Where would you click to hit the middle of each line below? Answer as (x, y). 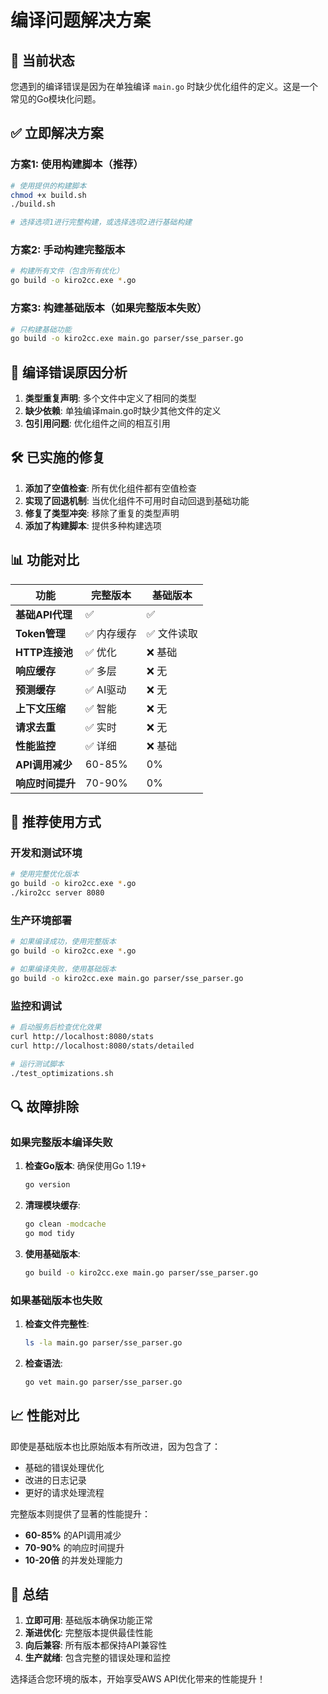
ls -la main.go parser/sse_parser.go (103, 1342)
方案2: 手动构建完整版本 (68, 250)
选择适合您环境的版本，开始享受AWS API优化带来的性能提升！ (138, 1679)
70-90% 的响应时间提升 (74, 1547)
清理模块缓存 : (52, 1205)
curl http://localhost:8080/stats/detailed (102, 1046)
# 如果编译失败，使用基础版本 (63, 969)
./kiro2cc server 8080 (57, 893)
